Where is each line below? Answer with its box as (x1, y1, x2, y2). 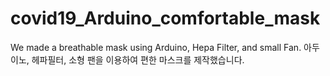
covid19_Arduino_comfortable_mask (10, 7, 321, 30)
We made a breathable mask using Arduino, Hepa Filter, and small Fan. (10, 41, 302, 53)
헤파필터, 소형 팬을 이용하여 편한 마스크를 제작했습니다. (31, 53, 245, 66)
